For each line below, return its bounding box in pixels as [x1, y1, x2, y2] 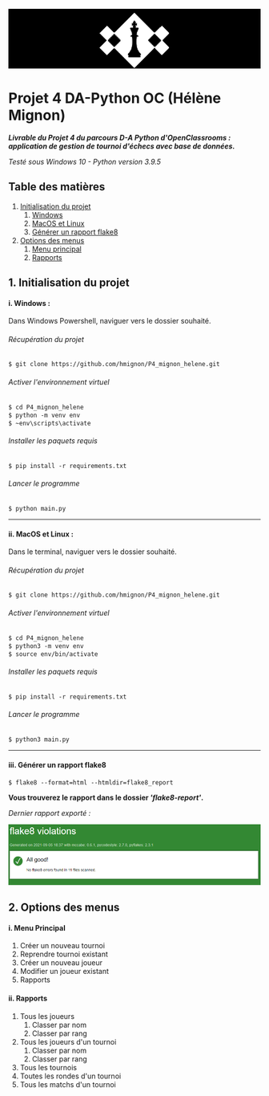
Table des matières [8, 180, 106, 194]
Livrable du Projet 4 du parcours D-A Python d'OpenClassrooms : [8, 132, 231, 142]
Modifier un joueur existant [19, 967, 110, 976]
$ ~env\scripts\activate [8, 419, 91, 427]
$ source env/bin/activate [8, 650, 98, 658]
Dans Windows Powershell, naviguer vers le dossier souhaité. [8, 316, 211, 326]
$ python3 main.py [8, 735, 70, 744]
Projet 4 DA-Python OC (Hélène [8, 89, 222, 108]
